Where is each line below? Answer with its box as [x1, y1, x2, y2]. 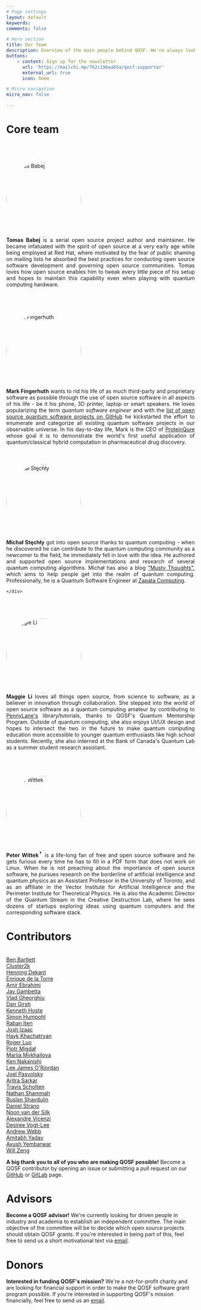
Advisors [6, 1192, 53, 1205]
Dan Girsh [6, 1000, 31, 1008]
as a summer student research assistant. [6, 744, 106, 751]
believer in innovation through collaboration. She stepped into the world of [6, 699, 195, 706]
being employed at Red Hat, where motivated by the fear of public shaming [6, 249, 195, 256]
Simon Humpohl [6, 1013, 46, 1020]
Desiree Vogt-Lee [6, 1121, 50, 1129]
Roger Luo [6, 1038, 32, 1045]
